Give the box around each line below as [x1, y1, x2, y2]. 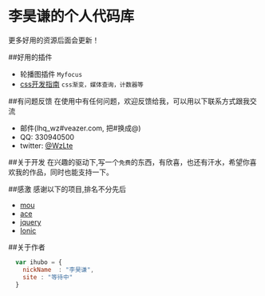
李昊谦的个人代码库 [8, 7, 135, 26]
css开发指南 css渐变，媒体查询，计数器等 [19, 79, 144, 89]
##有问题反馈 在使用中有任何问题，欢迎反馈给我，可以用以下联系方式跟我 [8, 96, 250, 106]
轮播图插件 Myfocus [19, 69, 82, 78]
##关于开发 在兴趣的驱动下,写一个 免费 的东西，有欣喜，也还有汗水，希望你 [8, 157, 250, 166]
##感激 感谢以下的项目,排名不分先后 [8, 184, 126, 194]
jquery [19, 217, 42, 226]
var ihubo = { [15, 258, 62, 266]
